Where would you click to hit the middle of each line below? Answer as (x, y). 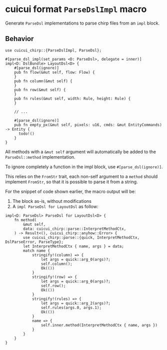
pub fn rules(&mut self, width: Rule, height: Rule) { (72, 99)
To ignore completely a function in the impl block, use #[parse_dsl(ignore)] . (84, 167)
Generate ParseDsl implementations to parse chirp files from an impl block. (82, 23)
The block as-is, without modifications (52, 201)
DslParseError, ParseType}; (34, 242)
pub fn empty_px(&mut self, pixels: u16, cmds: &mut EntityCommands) (88, 125)
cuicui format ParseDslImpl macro (76, 9)
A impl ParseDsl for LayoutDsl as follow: (55, 206)
